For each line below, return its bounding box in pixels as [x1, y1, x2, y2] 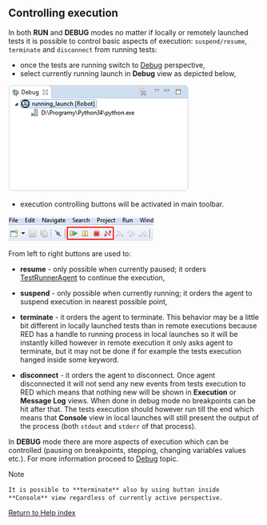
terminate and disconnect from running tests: [8, 44, 157, 54]
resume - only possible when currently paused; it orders [19, 264, 206, 274]
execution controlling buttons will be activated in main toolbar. [19, 199, 225, 209]
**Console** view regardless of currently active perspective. [8, 494, 224, 502]
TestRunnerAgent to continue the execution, [19, 272, 165, 283]
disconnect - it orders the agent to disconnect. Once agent [19, 370, 216, 379]
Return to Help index [8, 507, 76, 517]
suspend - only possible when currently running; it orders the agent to [19, 288, 253, 298]
